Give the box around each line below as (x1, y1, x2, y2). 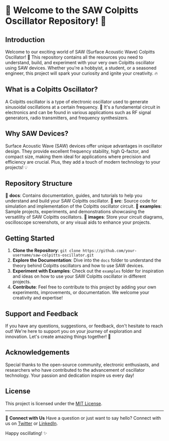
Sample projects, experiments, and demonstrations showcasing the (5, 209, 145, 215)
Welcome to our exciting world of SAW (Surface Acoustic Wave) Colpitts (5, 49, 155, 55)
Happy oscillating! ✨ (5, 430, 48, 436)
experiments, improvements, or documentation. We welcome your (12, 289, 149, 296)
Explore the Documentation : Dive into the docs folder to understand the (12, 257, 161, 263)
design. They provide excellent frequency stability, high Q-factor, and (5, 148, 149, 154)
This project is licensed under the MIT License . (5, 400, 103, 406)
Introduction (5, 35, 45, 44)
